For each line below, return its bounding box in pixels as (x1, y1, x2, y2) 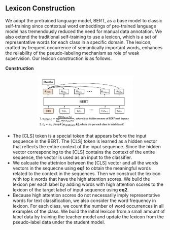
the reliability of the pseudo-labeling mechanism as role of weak (5, 50, 140, 56)
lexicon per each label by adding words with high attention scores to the (12, 181, 164, 187)
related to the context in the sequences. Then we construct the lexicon (12, 171, 161, 177)
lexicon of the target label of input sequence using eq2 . (12, 187, 129, 193)
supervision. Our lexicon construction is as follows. (5, 55, 112, 61)
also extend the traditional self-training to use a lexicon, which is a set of (5, 34, 157, 40)
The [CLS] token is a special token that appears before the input (12, 133, 147, 139)
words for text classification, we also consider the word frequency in (12, 198, 156, 204)
